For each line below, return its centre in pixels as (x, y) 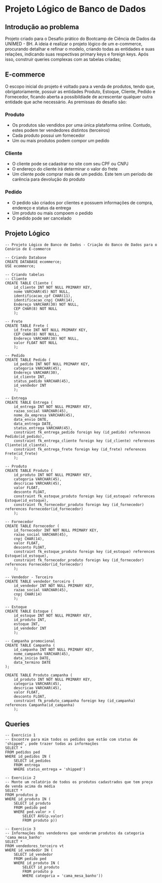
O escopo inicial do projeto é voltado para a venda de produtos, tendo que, (80, 86)
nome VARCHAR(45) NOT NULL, (42, 291)
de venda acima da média (30, 787)
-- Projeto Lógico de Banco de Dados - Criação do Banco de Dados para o (81, 244)
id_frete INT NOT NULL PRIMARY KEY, (51, 330)
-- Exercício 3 (20, 829)
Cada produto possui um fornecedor (49, 135)
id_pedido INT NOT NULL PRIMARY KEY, (52, 364)
